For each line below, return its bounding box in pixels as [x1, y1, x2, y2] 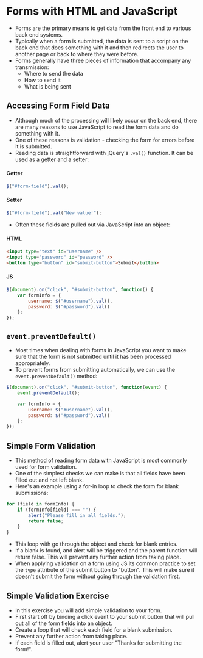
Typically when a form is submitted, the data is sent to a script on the [15, 37, 188, 45]
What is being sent [24, 82, 72, 90]
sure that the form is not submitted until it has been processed [15, 353, 171, 360]
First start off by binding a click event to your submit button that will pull [15, 613, 195, 620]
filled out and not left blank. [15, 476, 84, 483]
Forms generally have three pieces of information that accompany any [15, 57, 191, 64]
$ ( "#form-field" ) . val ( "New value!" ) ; [6, 210, 102, 216]
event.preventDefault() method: [15, 372, 98, 380]
